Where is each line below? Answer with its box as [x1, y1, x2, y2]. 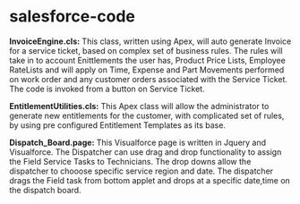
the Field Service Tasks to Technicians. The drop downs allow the [9, 156, 252, 166]
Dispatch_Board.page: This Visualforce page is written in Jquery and [9, 137, 267, 148]
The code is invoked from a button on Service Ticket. [9, 83, 205, 94]
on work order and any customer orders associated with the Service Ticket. [9, 73, 288, 84]
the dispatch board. [9, 184, 82, 195]
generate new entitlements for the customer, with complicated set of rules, [9, 110, 285, 121]
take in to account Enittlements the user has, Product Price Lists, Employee [9, 55, 287, 65]
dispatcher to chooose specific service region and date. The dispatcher [9, 166, 274, 176]
